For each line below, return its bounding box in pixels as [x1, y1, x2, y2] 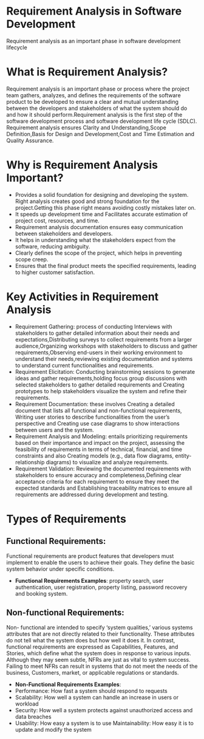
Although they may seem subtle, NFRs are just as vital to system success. [6, 656, 191, 663]
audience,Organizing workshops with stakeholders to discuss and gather [15, 342, 198, 349]
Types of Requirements [6, 512, 126, 526]
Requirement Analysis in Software [6, 4, 182, 18]
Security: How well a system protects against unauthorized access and [15, 706, 193, 713]
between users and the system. [15, 426, 94, 433]
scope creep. [15, 255, 49, 263]
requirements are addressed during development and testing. [15, 490, 169, 498]
